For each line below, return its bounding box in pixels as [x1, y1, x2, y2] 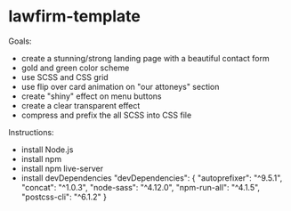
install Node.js [20, 144, 74, 155]
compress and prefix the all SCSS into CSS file [20, 110, 192, 120]
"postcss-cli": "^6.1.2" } [20, 191, 108, 202]
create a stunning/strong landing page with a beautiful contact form [20, 53, 270, 63]
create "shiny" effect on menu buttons [20, 91, 162, 101]
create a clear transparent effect [20, 100, 141, 110]
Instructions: [8, 126, 54, 137]
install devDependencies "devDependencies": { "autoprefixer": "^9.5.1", [20, 172, 283, 183]
